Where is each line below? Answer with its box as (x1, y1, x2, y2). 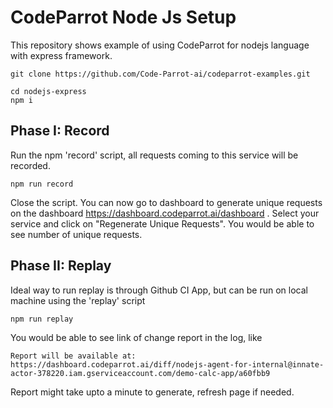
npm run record (10, 179, 74, 189)
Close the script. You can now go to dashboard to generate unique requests (10, 196, 323, 208)
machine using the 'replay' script (10, 294, 146, 306)
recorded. (10, 159, 51, 171)
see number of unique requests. (10, 228, 143, 240)
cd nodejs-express (10, 86, 87, 96)
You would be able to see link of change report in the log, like (10, 331, 263, 343)
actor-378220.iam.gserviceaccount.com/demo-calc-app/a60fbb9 (10, 368, 271, 378)
